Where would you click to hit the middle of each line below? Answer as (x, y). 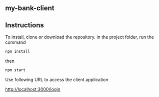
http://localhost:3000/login (33, 89)
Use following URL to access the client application (57, 80)
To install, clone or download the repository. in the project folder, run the (79, 37)
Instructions (24, 25)
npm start (15, 70)
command (15, 42)
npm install (17, 52)
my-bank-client (30, 8)
